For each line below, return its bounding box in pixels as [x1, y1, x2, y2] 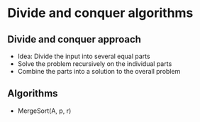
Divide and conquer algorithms [7, 5, 194, 21]
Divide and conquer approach [7, 33, 142, 45]
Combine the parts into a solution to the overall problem [17, 67, 181, 75]
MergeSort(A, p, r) [17, 106, 72, 115]
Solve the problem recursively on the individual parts [17, 60, 172, 68]
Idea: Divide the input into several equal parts [17, 52, 150, 60]
